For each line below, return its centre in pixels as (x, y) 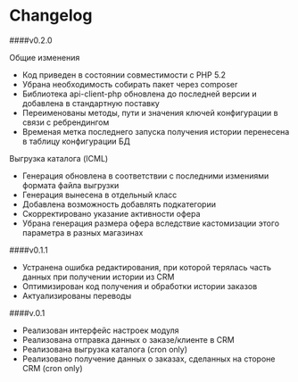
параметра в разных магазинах (83, 232)
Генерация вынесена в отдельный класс (99, 195)
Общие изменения (45, 57)
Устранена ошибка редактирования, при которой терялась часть (147, 267)
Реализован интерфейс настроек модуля (100, 330)
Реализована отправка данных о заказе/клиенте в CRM (128, 339)
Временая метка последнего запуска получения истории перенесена (156, 131)
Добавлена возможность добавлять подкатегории (119, 204)
